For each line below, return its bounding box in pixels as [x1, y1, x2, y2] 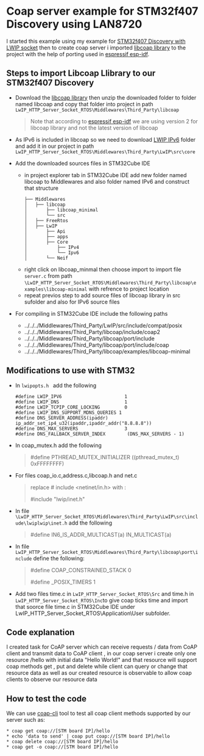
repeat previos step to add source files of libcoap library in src [24, 291, 181, 299]
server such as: [6, 716, 46, 724]
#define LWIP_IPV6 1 [15, 393, 128, 399]
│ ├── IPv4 [24, 244, 79, 250]
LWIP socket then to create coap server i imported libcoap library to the [6, 44, 186, 51]
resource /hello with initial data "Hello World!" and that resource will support [6, 656, 197, 664]
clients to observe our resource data [6, 676, 97, 683]
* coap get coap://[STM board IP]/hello [6, 728, 111, 734]
